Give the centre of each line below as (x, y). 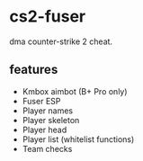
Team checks (47, 148)
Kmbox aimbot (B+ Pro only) (75, 91)
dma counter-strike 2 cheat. (61, 41)
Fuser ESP (41, 101)
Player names (48, 111)
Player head (45, 130)
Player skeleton (51, 120)
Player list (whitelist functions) (78, 139)
